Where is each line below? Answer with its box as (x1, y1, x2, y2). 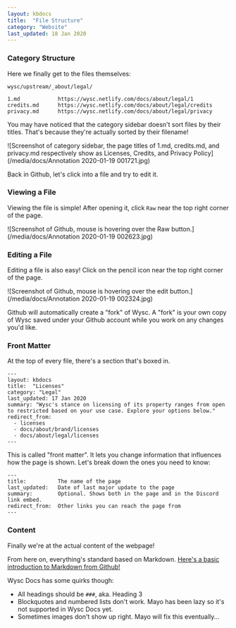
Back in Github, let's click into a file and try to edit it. (7, 170, 159, 179)
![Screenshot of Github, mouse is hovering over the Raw (7, 224, 170, 233)
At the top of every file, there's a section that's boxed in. (7, 357, 170, 366)
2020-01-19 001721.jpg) (81, 156, 150, 164)
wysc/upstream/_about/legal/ (7, 83, 93, 90)
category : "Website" (7, 23, 68, 30)
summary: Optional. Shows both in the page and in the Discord (7, 490, 219, 497)
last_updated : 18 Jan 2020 (7, 30, 87, 37)
